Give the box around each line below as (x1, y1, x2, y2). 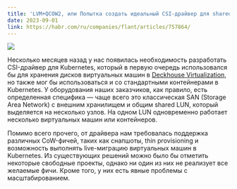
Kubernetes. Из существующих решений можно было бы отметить (7, 152, 209, 160)
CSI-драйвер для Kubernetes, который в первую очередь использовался (7, 63, 228, 72)
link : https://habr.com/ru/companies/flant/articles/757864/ (7, 23, 191, 30)
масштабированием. (7, 174, 71, 183)
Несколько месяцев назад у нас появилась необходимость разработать (7, 56, 227, 64)
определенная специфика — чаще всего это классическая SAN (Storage (7, 93, 226, 102)
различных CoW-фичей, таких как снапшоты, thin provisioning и (7, 136, 199, 145)
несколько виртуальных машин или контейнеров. (7, 115, 157, 124)
